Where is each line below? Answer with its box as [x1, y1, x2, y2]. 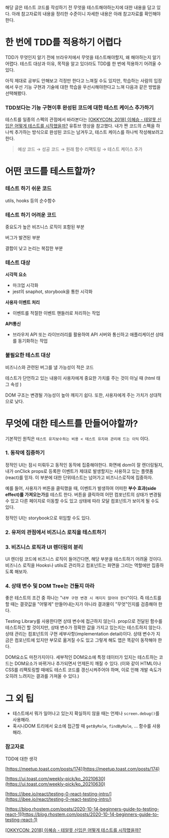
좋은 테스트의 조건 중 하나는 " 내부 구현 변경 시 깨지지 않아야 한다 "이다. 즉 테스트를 [5, 595, 162, 601]
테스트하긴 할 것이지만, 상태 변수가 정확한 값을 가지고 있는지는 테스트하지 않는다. [5, 624, 162, 630]
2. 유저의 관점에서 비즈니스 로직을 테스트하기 [5, 528, 107, 535]
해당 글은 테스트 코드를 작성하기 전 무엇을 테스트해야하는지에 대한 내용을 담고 [5, 5, 156, 10]
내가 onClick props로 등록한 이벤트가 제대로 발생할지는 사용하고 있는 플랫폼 [5, 468, 153, 474]
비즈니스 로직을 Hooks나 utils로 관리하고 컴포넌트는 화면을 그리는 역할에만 [5, 562, 151, 568]
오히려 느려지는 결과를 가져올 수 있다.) [5, 673, 79, 679]
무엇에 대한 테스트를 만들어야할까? [5, 418, 138, 429]
